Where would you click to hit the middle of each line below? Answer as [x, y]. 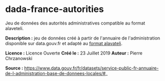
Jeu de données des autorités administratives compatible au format [75, 23]
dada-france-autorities [55, 9]
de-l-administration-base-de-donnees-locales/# [55, 73]
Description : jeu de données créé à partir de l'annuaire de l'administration [83, 38]
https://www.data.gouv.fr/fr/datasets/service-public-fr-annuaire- [92, 68]
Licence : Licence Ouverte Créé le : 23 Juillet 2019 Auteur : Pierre [74, 53]
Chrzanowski [19, 58]
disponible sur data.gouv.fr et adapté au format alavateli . [64, 43]
